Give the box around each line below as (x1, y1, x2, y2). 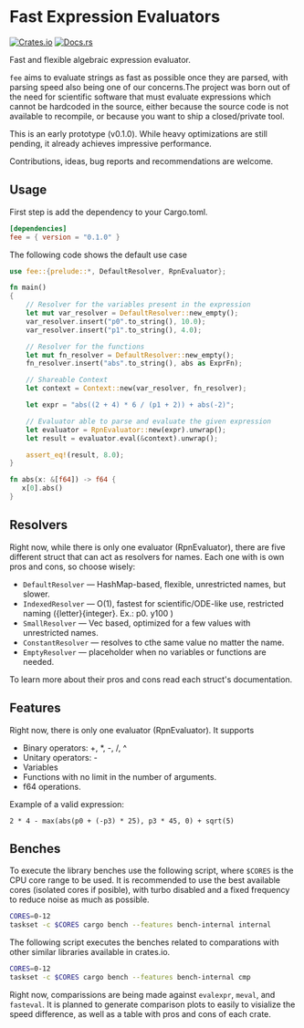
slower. (22, 588, 50, 599)
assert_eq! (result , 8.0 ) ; (26, 450, 125, 460)
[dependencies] (9, 223, 68, 234)
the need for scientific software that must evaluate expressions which (9, 91, 271, 102)
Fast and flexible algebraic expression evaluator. (9, 54, 192, 65)
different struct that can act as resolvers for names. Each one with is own (9, 551, 285, 562)
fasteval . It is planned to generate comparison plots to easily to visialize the (9, 999, 296, 1010)
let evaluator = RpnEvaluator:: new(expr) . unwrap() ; (26, 425, 226, 434)
